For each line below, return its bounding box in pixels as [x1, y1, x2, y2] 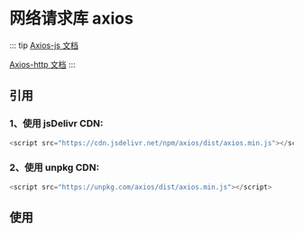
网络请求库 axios [9, 8, 133, 29]
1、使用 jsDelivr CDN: [9, 117, 104, 130]
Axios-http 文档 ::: [9, 59, 76, 70]
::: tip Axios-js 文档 [9, 40, 79, 51]
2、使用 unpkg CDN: [9, 162, 100, 174]
